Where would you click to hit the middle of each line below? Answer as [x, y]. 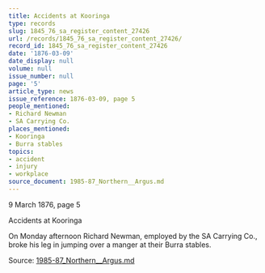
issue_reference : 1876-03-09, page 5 [72, 99]
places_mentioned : [39, 129]
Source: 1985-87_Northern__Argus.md [72, 260]
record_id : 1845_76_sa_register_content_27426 [88, 46]
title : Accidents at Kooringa [59, 16]
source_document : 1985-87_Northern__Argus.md [86, 182]
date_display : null [41, 62]
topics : [21, 151]
